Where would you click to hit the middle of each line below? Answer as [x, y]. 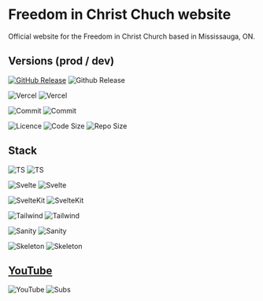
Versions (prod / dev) [61, 61]
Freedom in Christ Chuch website [120, 15]
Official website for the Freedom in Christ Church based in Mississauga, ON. [132, 36]
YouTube [30, 271]
